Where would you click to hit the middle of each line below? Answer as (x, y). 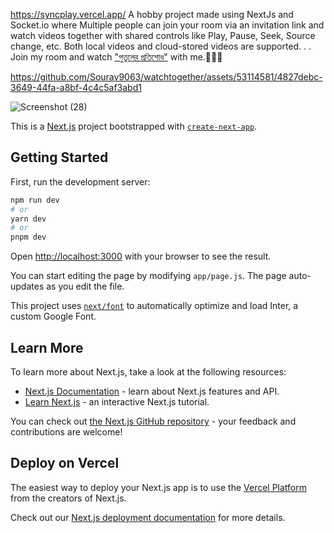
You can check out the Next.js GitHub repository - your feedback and (153, 421)
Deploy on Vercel (65, 463)
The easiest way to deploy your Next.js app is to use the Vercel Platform (159, 487)
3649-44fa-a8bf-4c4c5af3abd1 (76, 87)
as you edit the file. (85, 286)
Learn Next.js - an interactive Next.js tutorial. (117, 402)
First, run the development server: (80, 181)
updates (27, 286)
